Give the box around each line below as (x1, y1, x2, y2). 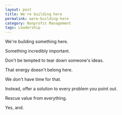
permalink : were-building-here (5, 16, 69, 21)
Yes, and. (5, 105, 24, 111)
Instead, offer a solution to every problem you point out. (5, 86, 118, 92)
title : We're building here (5, 12, 63, 17)
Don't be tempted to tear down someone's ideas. (5, 57, 104, 63)
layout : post (5, 7, 32, 12)
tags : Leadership (5, 25, 41, 30)
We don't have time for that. (5, 77, 61, 82)
